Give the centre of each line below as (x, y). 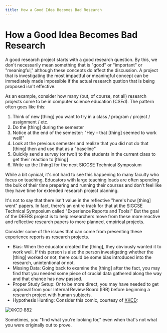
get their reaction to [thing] (40, 159)
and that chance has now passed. (47, 279)
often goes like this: (26, 107)
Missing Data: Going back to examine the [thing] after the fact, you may (86, 268)
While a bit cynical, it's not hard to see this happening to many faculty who (82, 174)
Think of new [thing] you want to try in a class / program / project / (81, 116)
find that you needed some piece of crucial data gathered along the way (87, 273)
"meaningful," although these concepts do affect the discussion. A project (82, 70)
